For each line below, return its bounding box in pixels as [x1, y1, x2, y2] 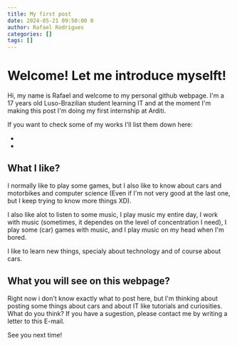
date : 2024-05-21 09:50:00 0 [7, 17, 94, 24]
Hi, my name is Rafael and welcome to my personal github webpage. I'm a [7, 91, 224, 100]
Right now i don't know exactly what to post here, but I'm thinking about [7, 294, 218, 302]
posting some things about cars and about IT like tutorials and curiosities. [7, 301, 223, 310]
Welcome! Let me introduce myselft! [7, 68, 226, 84]
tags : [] [7, 37, 33, 44]
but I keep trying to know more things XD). [7, 196, 132, 205]
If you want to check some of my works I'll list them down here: [7, 121, 194, 129]
